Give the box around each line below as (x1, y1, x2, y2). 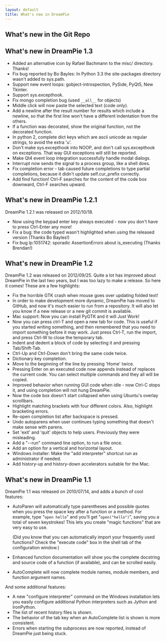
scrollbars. (12, 398, 34, 404)
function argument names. (12, 575, 67, 581)
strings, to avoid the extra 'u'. (12, 139, 72, 145)
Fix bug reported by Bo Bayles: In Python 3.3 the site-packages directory (12, 70, 161, 77)
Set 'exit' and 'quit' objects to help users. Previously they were (12, 429, 140, 435)
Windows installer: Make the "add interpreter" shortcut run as (12, 451, 138, 457)
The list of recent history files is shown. (12, 609, 93, 615)
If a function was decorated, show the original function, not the (12, 123, 141, 129)
